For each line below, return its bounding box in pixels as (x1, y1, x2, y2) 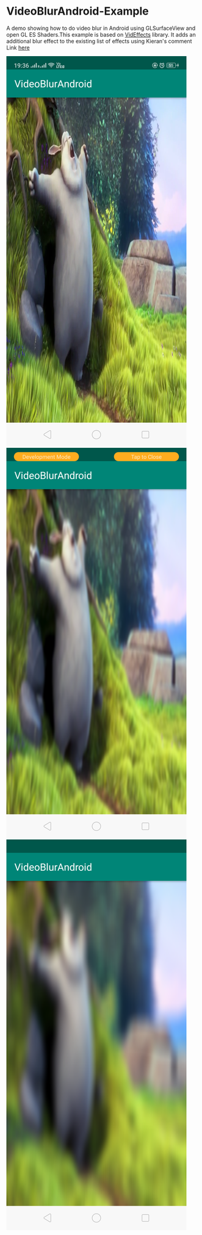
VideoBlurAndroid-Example (6, 4, 149, 18)
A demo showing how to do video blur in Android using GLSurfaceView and (6, 24, 196, 32)
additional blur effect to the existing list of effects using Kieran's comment (6, 37, 192, 45)
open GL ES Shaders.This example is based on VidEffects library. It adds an (6, 31, 197, 38)
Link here (6, 44, 30, 51)
